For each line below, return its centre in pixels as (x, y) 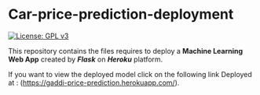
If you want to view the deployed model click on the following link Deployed (130, 74)
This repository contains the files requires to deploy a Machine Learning (126, 51)
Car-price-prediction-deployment (121, 14)
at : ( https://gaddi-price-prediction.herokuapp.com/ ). (94, 83)
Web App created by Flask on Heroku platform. (86, 59)
